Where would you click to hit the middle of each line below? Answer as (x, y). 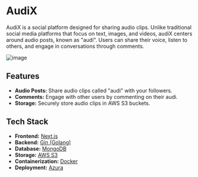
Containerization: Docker (46, 161)
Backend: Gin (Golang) (43, 142)
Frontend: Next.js (36, 136)
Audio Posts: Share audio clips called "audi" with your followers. (93, 91)
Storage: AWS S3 (36, 155)
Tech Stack (27, 122)
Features (23, 76)
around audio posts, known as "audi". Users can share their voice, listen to (97, 40)
